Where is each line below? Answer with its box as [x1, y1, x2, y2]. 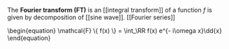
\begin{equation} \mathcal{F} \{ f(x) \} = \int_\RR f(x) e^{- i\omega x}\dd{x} [7, 27, 222, 35]
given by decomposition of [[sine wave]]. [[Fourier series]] [7, 13, 176, 21]
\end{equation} [7, 34, 51, 42]
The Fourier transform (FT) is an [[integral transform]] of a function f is [7, 6, 212, 14]
